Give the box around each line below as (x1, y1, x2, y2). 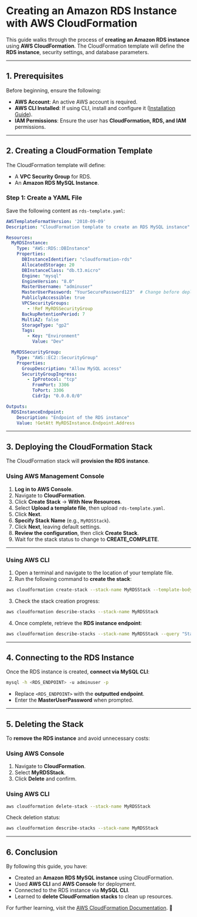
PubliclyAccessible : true (21, 295, 85, 301)
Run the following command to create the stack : (14, 575, 132, 582)
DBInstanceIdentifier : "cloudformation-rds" (21, 257, 133, 263)
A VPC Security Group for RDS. (14, 172, 92, 180)
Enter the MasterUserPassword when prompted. (14, 696, 134, 704)
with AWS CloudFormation (6, 16, 138, 30)
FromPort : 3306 (32, 382, 69, 388)
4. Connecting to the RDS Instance (6, 652, 134, 663)
